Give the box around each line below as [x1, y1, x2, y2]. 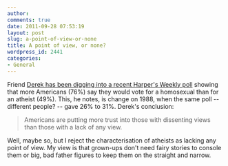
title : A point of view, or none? [7, 42, 107, 49]
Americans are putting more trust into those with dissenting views [23, 115, 211, 124]
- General [7, 61, 36, 68]
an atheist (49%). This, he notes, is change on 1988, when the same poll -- [7, 94, 219, 103]
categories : [7, 55, 41, 62]
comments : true [7, 17, 51, 23]
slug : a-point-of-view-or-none [7, 36, 97, 43]
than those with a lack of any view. [23, 123, 123, 131]
